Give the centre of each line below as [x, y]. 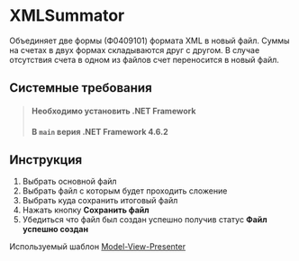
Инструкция [46, 160]
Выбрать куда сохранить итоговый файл [100, 201]
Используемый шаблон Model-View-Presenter [98, 247]
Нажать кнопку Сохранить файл [86, 210]
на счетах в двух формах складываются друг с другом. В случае [135, 49]
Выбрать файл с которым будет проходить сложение [125, 191]
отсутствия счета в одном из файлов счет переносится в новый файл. [144, 59]
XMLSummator [67, 16]
